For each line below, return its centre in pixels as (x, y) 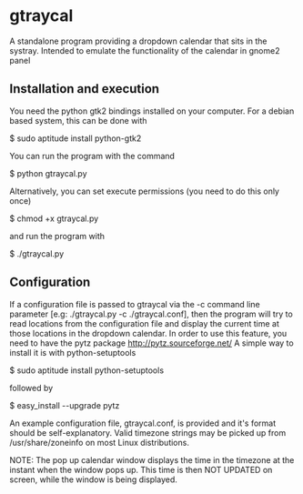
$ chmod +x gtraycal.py (54, 218)
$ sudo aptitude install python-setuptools (87, 370)
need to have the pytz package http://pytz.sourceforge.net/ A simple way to (151, 343)
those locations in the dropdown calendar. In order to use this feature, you (148, 333)
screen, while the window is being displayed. (93, 479)
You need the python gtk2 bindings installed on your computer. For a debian (152, 111)
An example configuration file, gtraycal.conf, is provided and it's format (143, 423)
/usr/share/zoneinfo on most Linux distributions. (99, 442)
